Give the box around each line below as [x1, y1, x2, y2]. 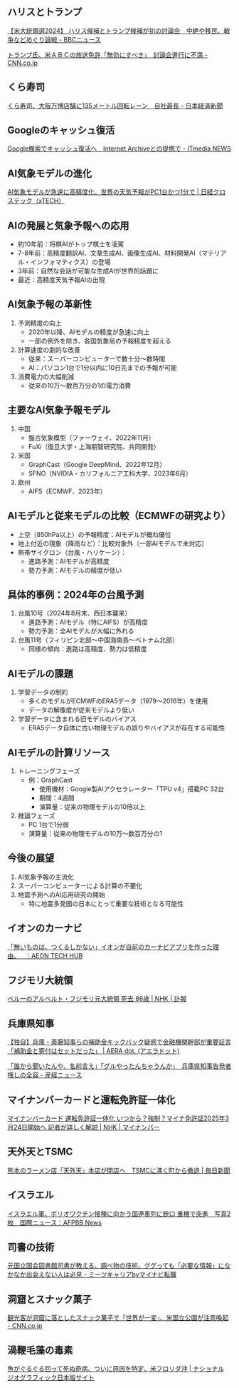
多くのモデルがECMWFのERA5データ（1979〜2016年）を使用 [28, 697, 208, 705]
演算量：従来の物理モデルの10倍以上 [38, 802, 146, 811]
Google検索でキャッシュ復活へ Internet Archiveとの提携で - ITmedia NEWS [7, 144, 231, 153]
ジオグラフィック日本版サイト [7, 1373, 95, 1382]
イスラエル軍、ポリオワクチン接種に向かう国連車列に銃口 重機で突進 [7, 1209, 208, 1218]
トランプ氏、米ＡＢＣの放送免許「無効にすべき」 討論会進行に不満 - [7, 50, 208, 59]
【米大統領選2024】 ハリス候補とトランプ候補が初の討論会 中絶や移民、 [7, 26, 224, 35]
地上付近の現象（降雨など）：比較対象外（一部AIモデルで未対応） [17, 539, 208, 548]
